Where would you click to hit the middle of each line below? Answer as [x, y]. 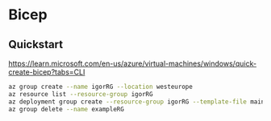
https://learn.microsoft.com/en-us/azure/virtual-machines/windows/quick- [132, 63]
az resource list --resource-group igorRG [81, 94]
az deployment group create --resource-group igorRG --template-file [128, 102]
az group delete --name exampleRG [67, 109]
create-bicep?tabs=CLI [47, 72]
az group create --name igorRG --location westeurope [101, 87]
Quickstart [36, 44]
